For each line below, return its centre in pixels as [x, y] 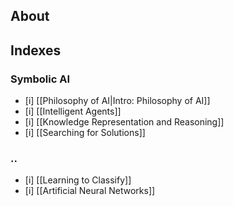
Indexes [36, 50]
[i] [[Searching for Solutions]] [85, 133]
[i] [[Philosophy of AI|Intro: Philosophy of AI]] [117, 101]
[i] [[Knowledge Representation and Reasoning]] [124, 122]
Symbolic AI [40, 79]
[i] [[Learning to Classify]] [78, 180]
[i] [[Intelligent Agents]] [73, 111]
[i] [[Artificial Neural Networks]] [90, 191]
